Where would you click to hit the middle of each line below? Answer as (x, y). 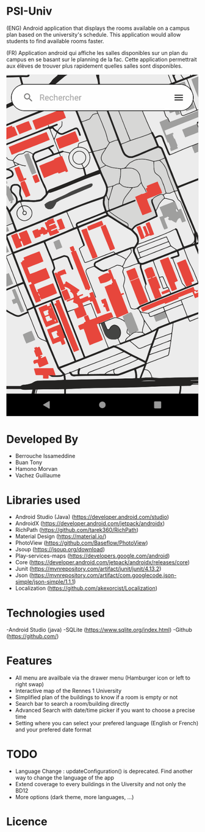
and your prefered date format (53, 730)
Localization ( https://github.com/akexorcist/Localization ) (86, 588)
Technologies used (56, 613)
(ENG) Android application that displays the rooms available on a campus (98, 28)
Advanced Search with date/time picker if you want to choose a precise (105, 710)
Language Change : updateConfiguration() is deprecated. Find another (104, 771)
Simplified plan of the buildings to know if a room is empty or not (96, 697)
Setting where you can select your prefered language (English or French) (107, 723)
